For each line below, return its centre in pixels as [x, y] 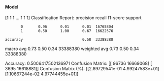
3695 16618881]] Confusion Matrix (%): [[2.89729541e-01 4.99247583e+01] [82, 69]
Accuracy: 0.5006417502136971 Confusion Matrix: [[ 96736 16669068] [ [79, 63]
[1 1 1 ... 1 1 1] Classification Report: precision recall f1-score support [73, 18]
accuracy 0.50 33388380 [59, 40]
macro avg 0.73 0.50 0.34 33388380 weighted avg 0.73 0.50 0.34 [72, 49]
